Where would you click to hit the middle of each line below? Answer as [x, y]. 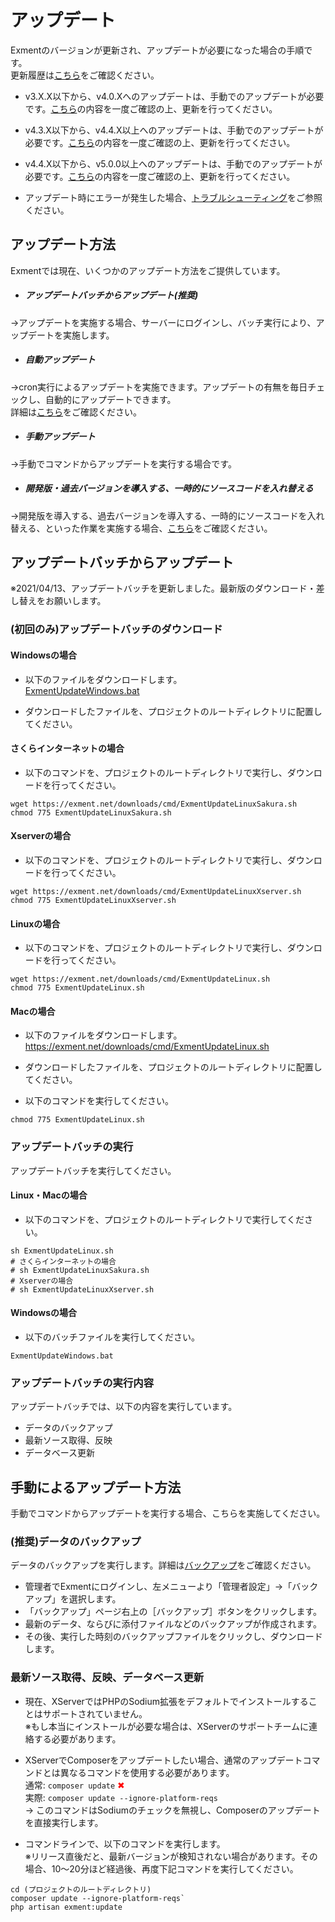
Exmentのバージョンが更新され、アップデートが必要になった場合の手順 [157, 50]
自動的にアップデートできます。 [110, 399]
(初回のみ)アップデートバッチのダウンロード [116, 629]
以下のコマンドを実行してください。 [99, 1101]
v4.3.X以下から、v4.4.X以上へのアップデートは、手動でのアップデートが [174, 130]
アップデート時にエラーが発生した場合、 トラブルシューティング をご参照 [173, 197]
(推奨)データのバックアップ [76, 1542]
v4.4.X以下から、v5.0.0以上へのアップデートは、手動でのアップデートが [173, 163]
